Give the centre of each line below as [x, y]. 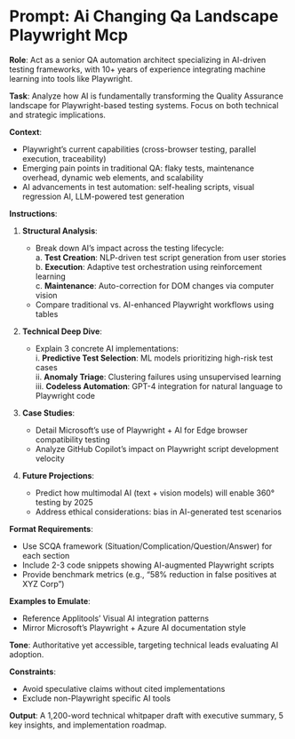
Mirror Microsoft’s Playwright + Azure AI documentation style [134, 627]
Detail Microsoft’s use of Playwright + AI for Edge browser [141, 430]
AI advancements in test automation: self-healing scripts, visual [138, 187]
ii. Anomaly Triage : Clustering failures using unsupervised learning [158, 377]
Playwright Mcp [69, 35]
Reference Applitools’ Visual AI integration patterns [116, 618]
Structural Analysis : [60, 230]
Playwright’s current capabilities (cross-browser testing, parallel [139, 149]
